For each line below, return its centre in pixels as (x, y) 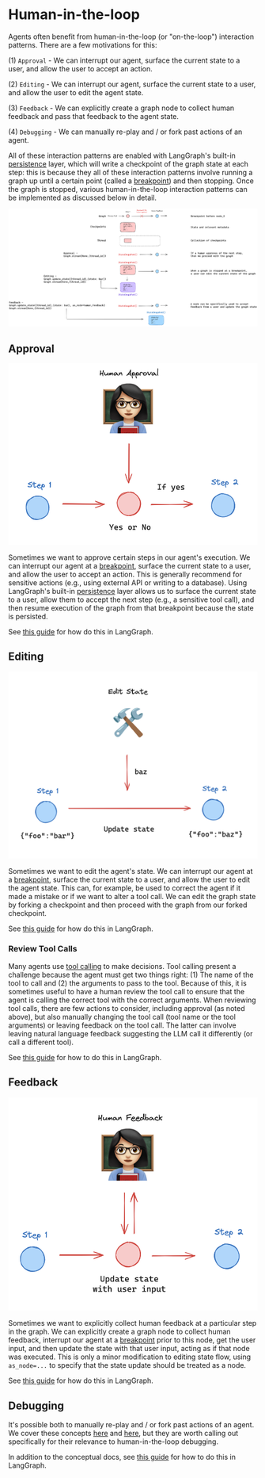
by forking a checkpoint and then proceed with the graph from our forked (128, 905)
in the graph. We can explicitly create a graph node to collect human (119, 1332)
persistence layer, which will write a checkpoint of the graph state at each (129, 163)
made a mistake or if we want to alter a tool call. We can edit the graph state (132, 896)
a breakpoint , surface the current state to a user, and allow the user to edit (129, 879)
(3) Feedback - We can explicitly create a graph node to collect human (121, 108)
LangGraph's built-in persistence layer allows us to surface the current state (132, 591)
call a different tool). (41, 1042)
